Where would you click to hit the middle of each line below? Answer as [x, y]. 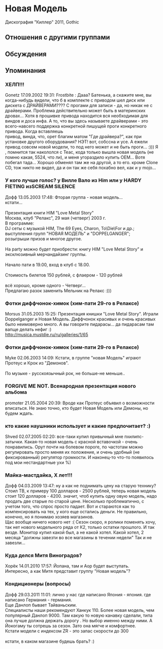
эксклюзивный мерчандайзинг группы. [46, 254]
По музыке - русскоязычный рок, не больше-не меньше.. [65, 374]
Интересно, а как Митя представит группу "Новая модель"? [68, 571]
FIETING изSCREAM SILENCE [40, 187]
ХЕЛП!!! [15, 84]
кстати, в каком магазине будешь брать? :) [50, 641]
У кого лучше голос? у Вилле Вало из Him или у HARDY [73, 180]
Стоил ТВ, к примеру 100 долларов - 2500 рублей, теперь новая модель [81, 491]
